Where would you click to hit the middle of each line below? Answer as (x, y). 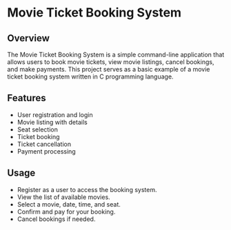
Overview (29, 38)
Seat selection (38, 129)
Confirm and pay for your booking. (66, 211)
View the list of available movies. (63, 197)
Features (27, 98)
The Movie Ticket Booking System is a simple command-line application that (116, 54)
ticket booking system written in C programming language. (90, 76)
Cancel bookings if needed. (56, 219)
